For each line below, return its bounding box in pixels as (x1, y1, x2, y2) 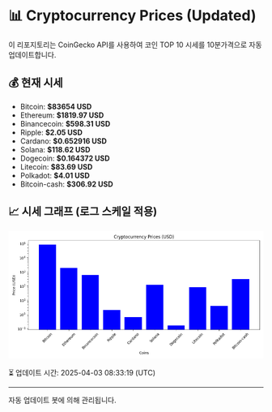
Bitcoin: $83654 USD (19, 101, 92, 111)
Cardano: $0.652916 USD (19, 135, 108, 146)
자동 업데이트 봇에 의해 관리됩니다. (8, 395, 117, 405)
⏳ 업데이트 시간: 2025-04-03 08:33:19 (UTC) (8, 367, 156, 377)
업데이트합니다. (8, 49, 57, 59)
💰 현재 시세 (8, 76, 63, 90)
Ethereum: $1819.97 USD (19, 110, 104, 120)
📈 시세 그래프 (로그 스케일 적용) (8, 204, 158, 219)
